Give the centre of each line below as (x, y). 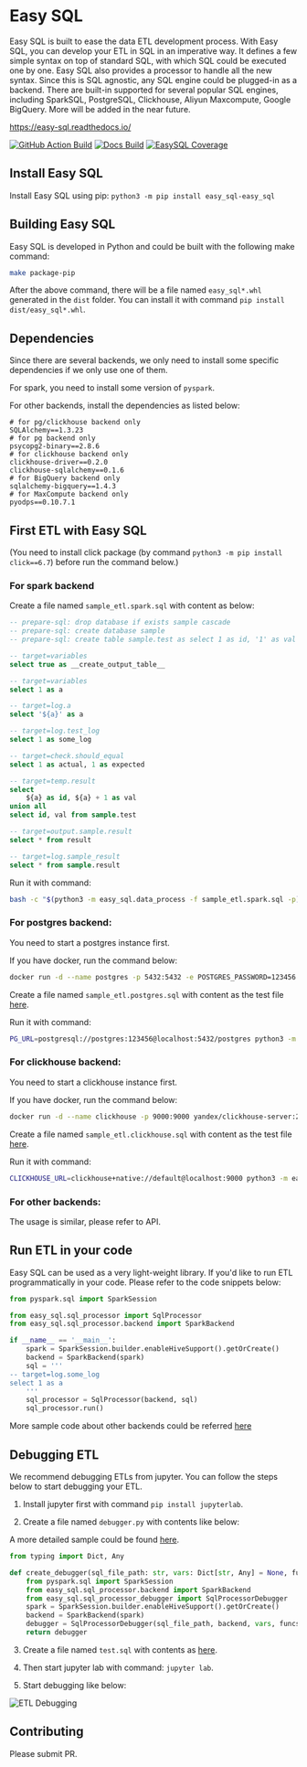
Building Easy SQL (63, 225)
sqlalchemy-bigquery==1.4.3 (63, 487)
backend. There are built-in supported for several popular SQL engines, (144, 90)
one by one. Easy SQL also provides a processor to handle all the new (141, 70)
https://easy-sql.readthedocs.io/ (70, 127)
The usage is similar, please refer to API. (85, 1221)
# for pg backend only (53, 439)
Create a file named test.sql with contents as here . (120, 1649)
